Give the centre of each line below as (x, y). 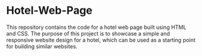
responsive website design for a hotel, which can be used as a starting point (101, 40)
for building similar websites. (42, 46)
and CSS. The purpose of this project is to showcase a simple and (88, 33)
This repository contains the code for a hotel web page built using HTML (96, 27)
